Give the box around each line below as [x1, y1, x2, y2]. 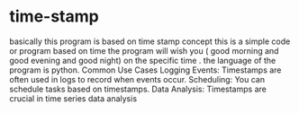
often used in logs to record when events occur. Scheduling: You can [9, 74, 266, 84]
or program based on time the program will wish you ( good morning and [9, 45, 279, 56]
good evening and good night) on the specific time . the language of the [9, 55, 276, 65]
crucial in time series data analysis [9, 92, 138, 104]
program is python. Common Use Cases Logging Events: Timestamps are [9, 65, 282, 75]
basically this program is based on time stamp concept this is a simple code [9, 36, 291, 47]
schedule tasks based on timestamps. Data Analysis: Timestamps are [9, 83, 267, 94]
